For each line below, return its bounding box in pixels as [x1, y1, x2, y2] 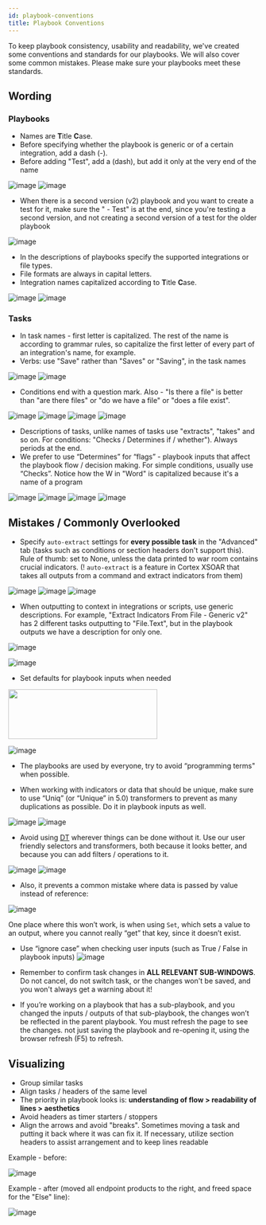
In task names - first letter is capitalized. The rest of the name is [19, 331, 229, 341]
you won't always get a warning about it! [19, 984, 153, 994]
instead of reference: [19, 889, 89, 898]
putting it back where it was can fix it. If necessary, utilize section [19, 1129, 234, 1139]
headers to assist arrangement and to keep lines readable [19, 1137, 209, 1147]
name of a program [19, 477, 83, 487]
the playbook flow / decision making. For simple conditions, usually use [19, 460, 254, 470]
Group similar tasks [19, 1078, 83, 1088]
